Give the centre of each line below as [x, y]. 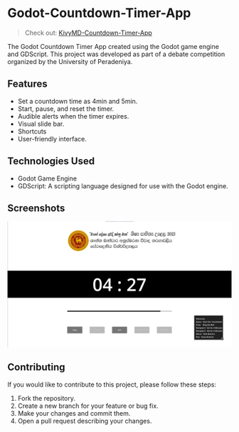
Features [27, 84]
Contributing [36, 367]
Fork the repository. [47, 398]
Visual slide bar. [41, 124]
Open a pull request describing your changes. [85, 421]
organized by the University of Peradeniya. [70, 61]
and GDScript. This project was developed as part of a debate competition [116, 54]
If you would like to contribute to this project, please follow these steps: [112, 384]
